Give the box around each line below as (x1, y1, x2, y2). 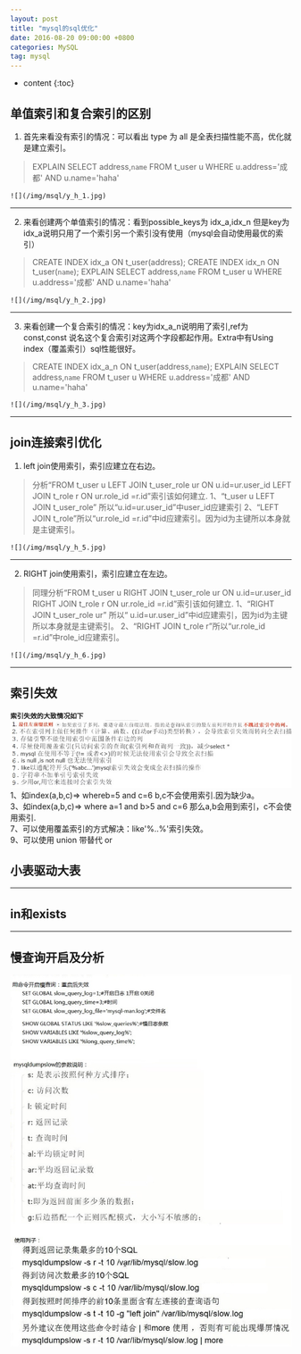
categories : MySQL (10, 43, 79, 52)
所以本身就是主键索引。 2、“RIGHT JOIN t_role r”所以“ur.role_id (31, 621, 266, 631)
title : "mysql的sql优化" (10, 23, 99, 33)
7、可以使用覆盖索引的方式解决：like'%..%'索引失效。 (10, 823, 208, 834)
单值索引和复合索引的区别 (10, 105, 151, 121)
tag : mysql (10, 52, 51, 62)
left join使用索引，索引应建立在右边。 (22, 460, 161, 471)
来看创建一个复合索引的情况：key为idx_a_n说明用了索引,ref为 (22, 321, 249, 331)
